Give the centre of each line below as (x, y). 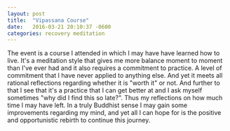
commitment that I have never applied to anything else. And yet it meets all (115, 76)
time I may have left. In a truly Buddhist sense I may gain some (97, 105)
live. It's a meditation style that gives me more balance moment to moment (115, 61)
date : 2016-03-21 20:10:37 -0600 (59, 27)
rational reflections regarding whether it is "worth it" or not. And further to (114, 83)
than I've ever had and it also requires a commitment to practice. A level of (115, 68)
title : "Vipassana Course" (48, 20)
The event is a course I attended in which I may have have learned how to (114, 53)
